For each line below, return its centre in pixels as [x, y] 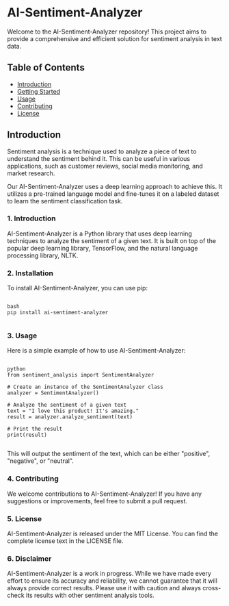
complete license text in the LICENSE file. [65, 541]
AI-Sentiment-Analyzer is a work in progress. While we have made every [109, 574]
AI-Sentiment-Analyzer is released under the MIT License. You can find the [113, 534]
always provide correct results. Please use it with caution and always [104, 588]
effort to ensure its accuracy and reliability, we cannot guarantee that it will [112, 581]
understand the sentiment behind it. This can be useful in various [98, 158]
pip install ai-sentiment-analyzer [58, 313]
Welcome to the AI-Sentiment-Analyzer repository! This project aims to [107, 31]
